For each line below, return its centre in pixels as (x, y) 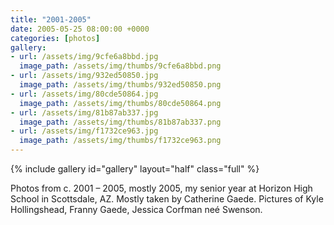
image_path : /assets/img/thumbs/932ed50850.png (120, 85)
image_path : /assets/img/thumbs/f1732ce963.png (120, 141)
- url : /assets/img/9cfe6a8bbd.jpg (84, 57)
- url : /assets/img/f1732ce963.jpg (84, 131)
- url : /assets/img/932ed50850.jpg (84, 76)
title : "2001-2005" (51, 19)
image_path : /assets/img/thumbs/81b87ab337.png (120, 122)
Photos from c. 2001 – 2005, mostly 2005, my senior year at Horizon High (161, 188)
